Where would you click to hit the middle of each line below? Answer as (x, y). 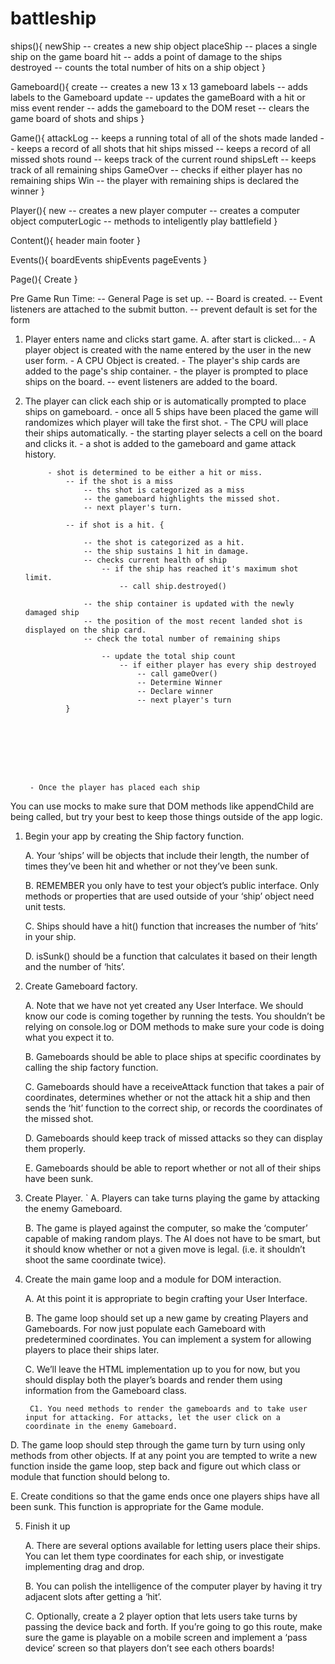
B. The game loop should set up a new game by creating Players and (166, 1318)
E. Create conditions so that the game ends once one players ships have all (165, 1496)
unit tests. (45, 906)
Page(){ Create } (44, 279)
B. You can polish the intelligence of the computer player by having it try (173, 1586)
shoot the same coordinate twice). (95, 1259)
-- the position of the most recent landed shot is (193, 621)
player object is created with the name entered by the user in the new (168, 349)
